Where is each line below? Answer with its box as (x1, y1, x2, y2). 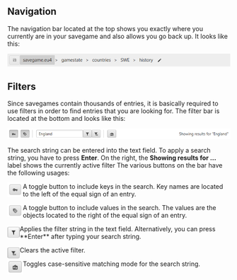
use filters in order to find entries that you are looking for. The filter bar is (7, 107, 220, 115)
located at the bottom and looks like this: (7, 115, 126, 123)
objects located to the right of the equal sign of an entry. (23, 211, 187, 220)
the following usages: (7, 169, 70, 177)
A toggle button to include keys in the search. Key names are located (23, 182, 224, 191)
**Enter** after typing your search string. (20, 233, 141, 241)
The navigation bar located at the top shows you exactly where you (7, 24, 204, 33)
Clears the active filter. (20, 246, 86, 255)
